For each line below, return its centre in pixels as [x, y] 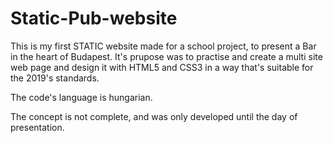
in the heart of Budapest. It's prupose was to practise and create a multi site [166, 56]
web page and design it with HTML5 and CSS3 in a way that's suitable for [162, 67]
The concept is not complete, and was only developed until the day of [154, 116]
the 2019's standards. [55, 78]
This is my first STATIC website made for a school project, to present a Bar [163, 46]
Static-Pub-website [94, 18]
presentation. [37, 127]
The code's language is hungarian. [81, 97]
